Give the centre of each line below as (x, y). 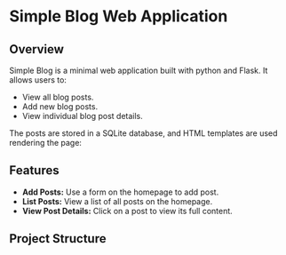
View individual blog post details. (83, 116)
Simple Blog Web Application (119, 16)
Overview (37, 49)
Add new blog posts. (60, 107)
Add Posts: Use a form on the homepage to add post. (120, 192)
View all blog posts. (58, 97)
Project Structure (58, 239)
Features (34, 171)
